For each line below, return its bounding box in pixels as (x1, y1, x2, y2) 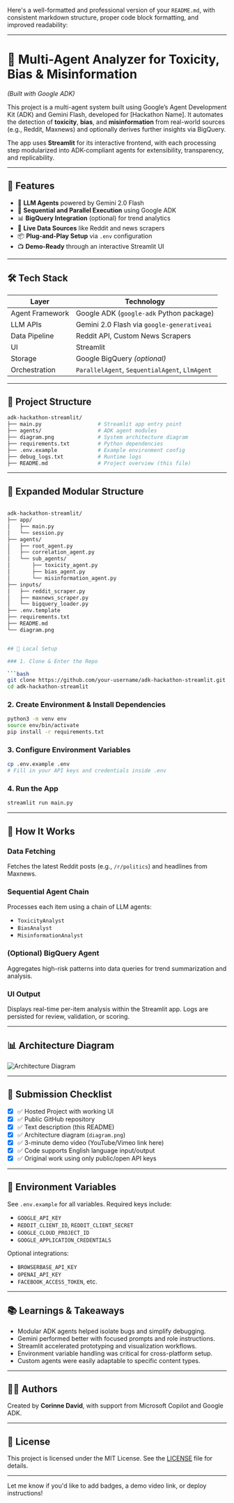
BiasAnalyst (17, 925, 52, 932)
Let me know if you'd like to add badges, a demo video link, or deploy (7, 1481, 207, 1490)
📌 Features (7, 180, 55, 192)
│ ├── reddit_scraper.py (7, 588, 86, 595)
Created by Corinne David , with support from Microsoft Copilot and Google (7, 1401, 224, 1410)
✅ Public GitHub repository (17, 1114, 95, 1123)
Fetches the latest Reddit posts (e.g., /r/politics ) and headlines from (7, 862, 208, 871)
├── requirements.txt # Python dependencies (7, 440, 164, 447)
